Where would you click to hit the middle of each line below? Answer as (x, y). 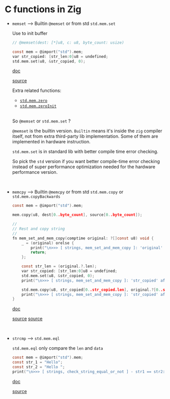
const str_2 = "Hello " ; (38, 367)
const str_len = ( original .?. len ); (59, 266)
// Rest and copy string (38, 229)
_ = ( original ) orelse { (48, 243)
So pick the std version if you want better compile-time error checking (86, 162)
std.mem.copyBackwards (36, 197)
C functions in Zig (43, 9)
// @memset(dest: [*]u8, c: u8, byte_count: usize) (68, 42)
